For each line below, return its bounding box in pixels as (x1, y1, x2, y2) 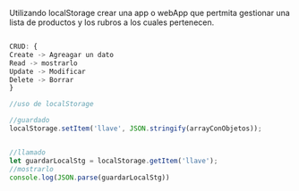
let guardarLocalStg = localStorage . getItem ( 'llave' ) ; (9, 156, 218, 165)
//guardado (9, 116, 50, 125)
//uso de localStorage (9, 100, 94, 109)
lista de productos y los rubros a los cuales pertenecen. (9, 17, 215, 28)
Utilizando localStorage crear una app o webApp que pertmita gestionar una (9, 8, 291, 18)
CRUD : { (9, 42, 38, 51)
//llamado (9, 147, 47, 157)
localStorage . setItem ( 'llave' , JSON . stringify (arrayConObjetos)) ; (9, 124, 262, 133)
